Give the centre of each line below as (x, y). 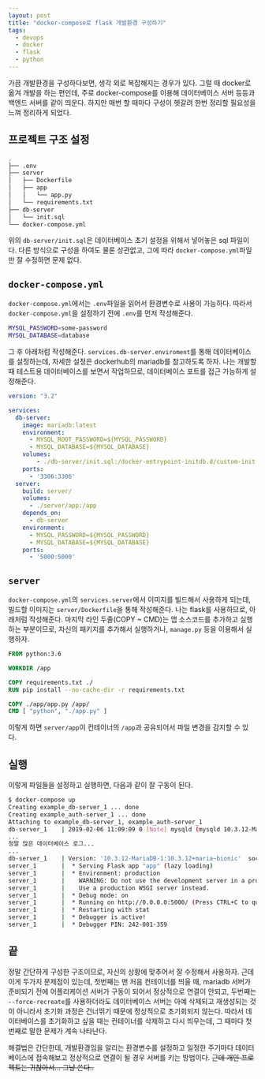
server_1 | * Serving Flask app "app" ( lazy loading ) (111, 866)
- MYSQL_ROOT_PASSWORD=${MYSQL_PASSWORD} (98, 440)
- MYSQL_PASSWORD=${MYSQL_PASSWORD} (89, 535)
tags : (17, 30)
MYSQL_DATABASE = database (49, 336)
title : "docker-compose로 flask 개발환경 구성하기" (88, 23)
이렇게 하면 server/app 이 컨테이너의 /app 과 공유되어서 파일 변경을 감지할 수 (124, 727)
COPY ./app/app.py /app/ (49, 704)
